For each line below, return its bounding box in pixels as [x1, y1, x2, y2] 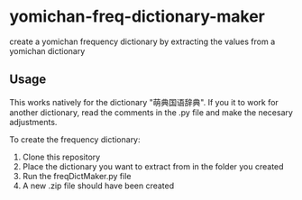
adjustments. [9, 116, 58, 127]
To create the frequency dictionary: [9, 133, 142, 145]
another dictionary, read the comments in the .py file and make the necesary [9, 106, 293, 118]
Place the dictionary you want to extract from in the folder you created [22, 160, 284, 172]
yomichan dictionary [9, 45, 86, 56]
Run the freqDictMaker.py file [22, 170, 132, 181]
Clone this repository [22, 151, 101, 162]
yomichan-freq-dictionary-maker [9, 6, 266, 27]
